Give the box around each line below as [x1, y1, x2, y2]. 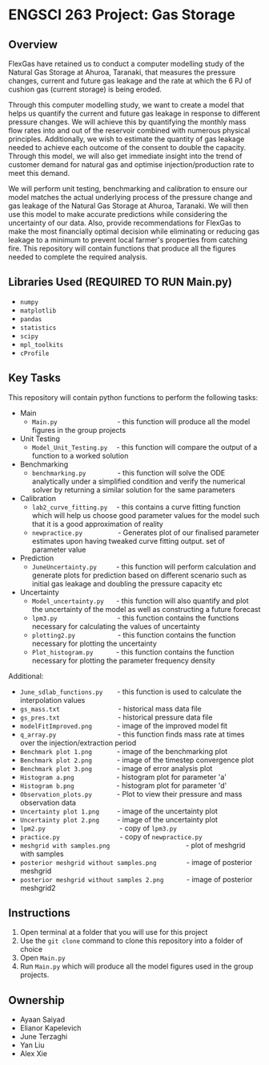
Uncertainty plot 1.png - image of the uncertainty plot [19, 806, 219, 816]
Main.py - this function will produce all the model [31, 416, 251, 426]
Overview [8, 38, 58, 51]
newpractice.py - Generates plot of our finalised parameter [31, 528, 260, 537]
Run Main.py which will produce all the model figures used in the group [19, 961, 254, 971]
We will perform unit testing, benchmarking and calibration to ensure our [8, 184, 248, 194]
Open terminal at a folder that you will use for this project [19, 928, 208, 937]
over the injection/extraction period [19, 737, 137, 748]
